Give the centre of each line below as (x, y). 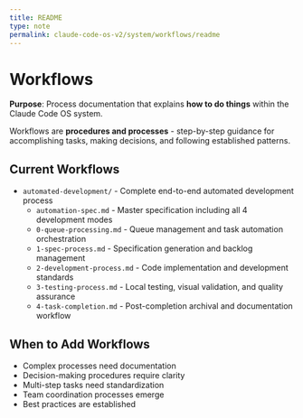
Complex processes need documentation (99, 366)
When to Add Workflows (80, 344)
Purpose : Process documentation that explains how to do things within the (149, 104)
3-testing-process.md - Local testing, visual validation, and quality (159, 287)
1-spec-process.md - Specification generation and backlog (144, 248)
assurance (56, 297)
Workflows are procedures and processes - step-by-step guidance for (142, 131)
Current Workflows (65, 169)
